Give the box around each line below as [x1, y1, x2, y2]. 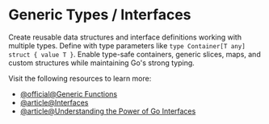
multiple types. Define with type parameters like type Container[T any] [8, 40, 246, 50]
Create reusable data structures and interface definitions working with [8, 32, 242, 42]
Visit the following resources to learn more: [8, 73, 152, 83]
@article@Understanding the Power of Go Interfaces [19, 106, 196, 116]
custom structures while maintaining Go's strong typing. [8, 58, 195, 68]
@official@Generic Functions [19, 89, 118, 98]
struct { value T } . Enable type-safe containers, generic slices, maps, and [8, 49, 261, 59]
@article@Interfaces [19, 97, 89, 107]
